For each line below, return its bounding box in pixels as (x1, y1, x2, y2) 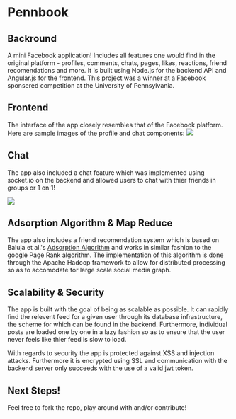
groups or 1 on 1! (7, 183, 55, 192)
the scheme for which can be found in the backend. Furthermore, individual (7, 320, 228, 329)
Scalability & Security (7, 286, 105, 298)
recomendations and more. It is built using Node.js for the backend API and (7, 67, 227, 74)
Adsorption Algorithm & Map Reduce (7, 217, 173, 229)
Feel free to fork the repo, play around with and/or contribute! (7, 403, 187, 412)
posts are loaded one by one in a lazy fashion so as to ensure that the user (7, 328, 225, 336)
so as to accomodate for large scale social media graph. (7, 266, 172, 275)
